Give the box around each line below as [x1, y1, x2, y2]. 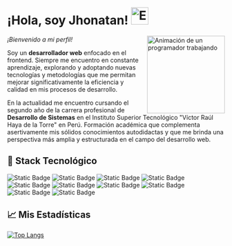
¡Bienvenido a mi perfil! [7, 35, 73, 43]
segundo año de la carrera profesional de [7, 105, 125, 114]
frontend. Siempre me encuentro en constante [7, 56, 139, 64]
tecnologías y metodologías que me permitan [7, 70, 136, 79]
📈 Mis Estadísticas [7, 209, 91, 221]
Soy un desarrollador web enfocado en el [7, 48, 126, 57]
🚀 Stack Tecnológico [7, 155, 97, 167]
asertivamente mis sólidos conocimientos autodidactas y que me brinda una [7, 127, 224, 136]
